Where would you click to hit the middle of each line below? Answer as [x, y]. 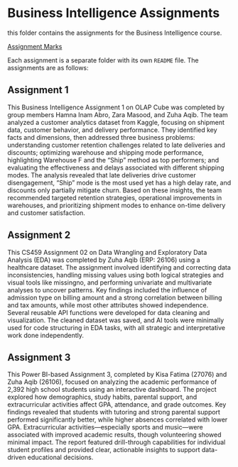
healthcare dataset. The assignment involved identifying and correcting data [119, 267]
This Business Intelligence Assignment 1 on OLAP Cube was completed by [116, 107]
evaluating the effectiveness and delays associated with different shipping [116, 167]
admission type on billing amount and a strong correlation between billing [115, 297]
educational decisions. [60, 457]
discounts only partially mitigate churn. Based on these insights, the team [115, 190]
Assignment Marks [35, 46]
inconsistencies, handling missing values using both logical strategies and [115, 275]
